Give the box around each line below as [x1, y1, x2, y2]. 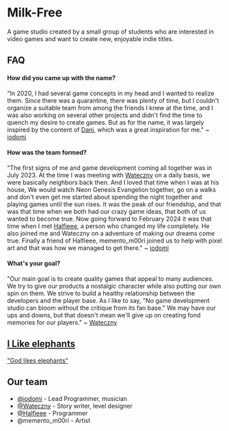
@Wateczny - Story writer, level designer [16, 402, 133, 410]
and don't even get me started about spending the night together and [7, 193, 202, 201]
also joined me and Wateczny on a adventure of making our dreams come [7, 229, 215, 237]
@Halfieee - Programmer [16, 409, 88, 417]
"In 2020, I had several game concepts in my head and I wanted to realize [7, 89, 215, 97]
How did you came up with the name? [7, 73, 116, 82]
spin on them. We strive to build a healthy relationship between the [7, 289, 196, 297]
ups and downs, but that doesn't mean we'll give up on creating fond [7, 310, 201, 319]
